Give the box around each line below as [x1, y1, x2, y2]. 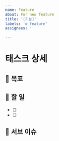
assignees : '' [5, 26, 35, 31]
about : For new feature [5, 12, 55, 17]
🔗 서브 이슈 [5, 128, 37, 136]
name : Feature [5, 7, 35, 12]
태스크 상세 [5, 53, 48, 65]
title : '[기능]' [5, 16, 37, 21]
